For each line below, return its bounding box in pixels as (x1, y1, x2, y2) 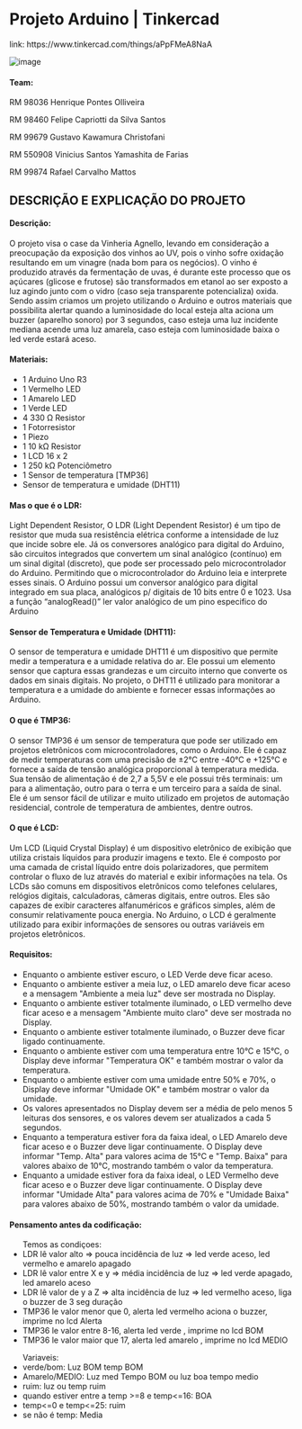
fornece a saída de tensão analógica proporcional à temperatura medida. (9, 763, 280, 774)
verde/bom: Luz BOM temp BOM (22, 1362, 144, 1372)
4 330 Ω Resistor (22, 412, 85, 423)
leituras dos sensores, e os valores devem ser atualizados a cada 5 (22, 1112, 271, 1123)
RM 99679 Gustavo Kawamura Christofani (9, 131, 165, 143)
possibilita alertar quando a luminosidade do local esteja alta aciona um (9, 304, 274, 315)
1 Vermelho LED (22, 383, 81, 394)
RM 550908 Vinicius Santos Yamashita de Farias (9, 149, 189, 160)
